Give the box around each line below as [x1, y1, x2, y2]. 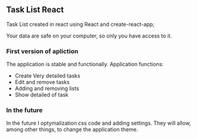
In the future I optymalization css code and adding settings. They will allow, [6, 119, 191, 127]
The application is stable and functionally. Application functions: [6, 61, 164, 68]
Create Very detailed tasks [14, 72, 81, 79]
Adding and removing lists [14, 85, 79, 92]
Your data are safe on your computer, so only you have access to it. [6, 32, 172, 39]
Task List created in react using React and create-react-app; [6, 20, 155, 27]
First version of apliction [6, 47, 79, 55]
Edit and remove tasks [14, 79, 70, 86]
